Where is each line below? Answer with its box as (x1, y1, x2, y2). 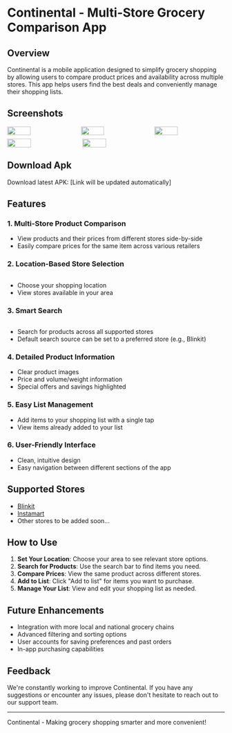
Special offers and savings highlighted (17, 382, 126, 391)
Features (7, 198, 46, 210)
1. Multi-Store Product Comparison (7, 218, 126, 228)
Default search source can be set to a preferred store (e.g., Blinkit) (17, 335, 206, 343)
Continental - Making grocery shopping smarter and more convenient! (7, 718, 207, 727)
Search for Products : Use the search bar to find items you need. (17, 563, 202, 571)
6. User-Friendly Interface (7, 440, 96, 450)
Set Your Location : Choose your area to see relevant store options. (17, 555, 209, 563)
